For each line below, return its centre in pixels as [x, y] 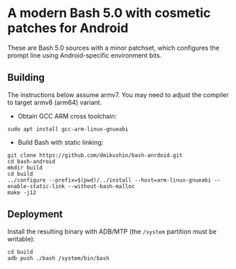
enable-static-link [36, 186]
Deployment [35, 214]
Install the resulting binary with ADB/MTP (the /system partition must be [112, 231]
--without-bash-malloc [101, 186]
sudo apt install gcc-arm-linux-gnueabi [68, 129]
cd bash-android [31, 161]
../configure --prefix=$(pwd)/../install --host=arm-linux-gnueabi [109, 180]
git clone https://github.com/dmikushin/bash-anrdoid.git [95, 155]
